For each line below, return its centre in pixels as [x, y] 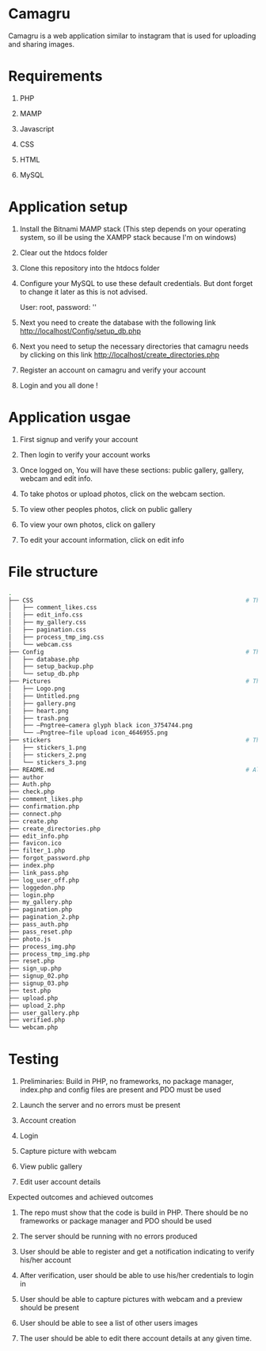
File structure [53, 572]
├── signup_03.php [38, 983]
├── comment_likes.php [46, 800]
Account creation [48, 1120]
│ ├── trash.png [38, 718]
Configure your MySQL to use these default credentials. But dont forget [136, 283]
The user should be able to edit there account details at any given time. [135, 1338]
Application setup [68, 207]
